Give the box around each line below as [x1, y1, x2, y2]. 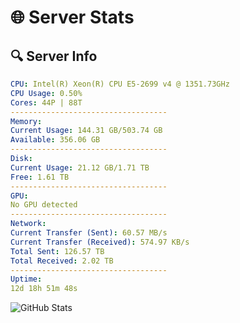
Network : [10, 219, 47, 229]
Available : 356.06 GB [10, 135, 101, 145]
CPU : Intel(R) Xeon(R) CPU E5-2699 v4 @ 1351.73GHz [10, 79, 230, 89]
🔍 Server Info [10, 47, 98, 65]
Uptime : [10, 274, 43, 285]
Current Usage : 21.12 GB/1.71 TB [10, 162, 150, 173]
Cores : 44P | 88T [10, 97, 83, 108]
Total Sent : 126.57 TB [10, 246, 105, 256]
